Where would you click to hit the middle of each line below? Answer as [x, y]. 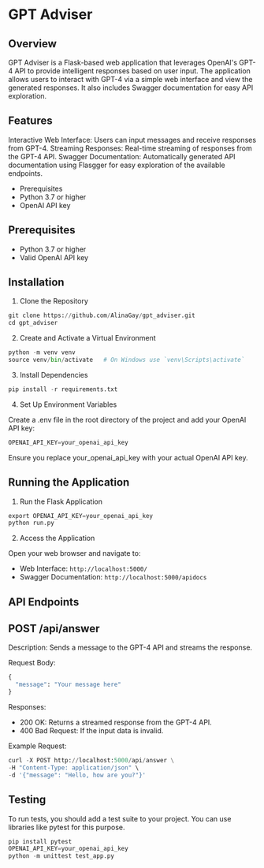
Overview [33, 44]
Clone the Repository [54, 301]
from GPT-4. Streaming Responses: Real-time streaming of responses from [130, 148]
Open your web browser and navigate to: [74, 553]
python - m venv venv [42, 352]
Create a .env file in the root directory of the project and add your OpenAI [127, 419]
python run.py [32, 523]
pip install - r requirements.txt [63, 389]
